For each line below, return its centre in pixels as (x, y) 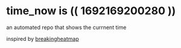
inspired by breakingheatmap (43, 39)
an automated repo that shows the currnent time (66, 27)
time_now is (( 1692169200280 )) (91, 11)
